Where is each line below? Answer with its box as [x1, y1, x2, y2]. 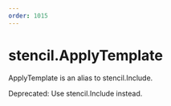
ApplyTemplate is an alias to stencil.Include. [8, 73, 153, 83]
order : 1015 [8, 11, 48, 20]
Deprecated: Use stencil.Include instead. [8, 88, 143, 98]
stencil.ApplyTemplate [8, 46, 163, 64]
